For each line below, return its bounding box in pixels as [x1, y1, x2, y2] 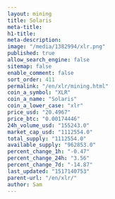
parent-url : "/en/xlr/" [7, 174, 78, 181]
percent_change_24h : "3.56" [7, 155, 90, 162]
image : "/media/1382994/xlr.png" [7, 43, 106, 50]
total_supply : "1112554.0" [7, 135, 87, 142]
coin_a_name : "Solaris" [7, 96, 78, 103]
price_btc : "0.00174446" [7, 115, 80, 122]
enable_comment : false [7, 69, 74, 76]
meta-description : [7, 37, 61, 44]
